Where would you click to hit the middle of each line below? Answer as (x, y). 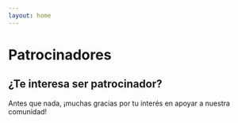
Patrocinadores (60, 54)
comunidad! (28, 111)
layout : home (30, 15)
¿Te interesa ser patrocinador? (85, 84)
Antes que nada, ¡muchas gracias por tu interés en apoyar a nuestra (119, 103)
